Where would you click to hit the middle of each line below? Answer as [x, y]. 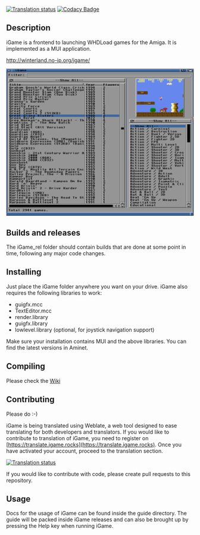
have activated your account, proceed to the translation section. [85, 451]
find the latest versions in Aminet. [47, 347]
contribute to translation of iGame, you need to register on [77, 438]
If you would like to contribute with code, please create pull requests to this [98, 474]
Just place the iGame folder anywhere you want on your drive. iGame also [97, 286]
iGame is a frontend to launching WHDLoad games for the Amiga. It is [91, 42]
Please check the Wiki [33, 381]
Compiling [26, 367]
